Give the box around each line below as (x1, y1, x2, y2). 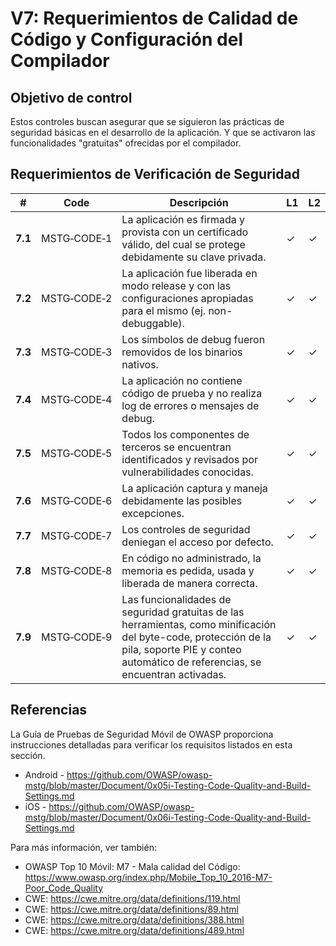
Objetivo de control (10, 89, 133, 106)
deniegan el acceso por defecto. (121, 535, 274, 549)
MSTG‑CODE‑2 (40, 291, 113, 305)
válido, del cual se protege (121, 237, 246, 251)
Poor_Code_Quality (24, 882, 104, 894)
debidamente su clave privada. (121, 250, 267, 264)
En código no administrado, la (121, 551, 262, 565)
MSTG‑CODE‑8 (40, 563, 113, 577)
